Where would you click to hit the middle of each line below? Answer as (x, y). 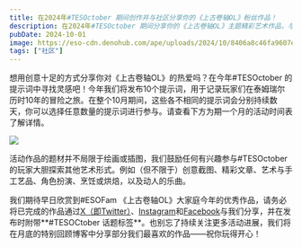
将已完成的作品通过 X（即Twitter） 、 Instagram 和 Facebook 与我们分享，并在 (146, 211)
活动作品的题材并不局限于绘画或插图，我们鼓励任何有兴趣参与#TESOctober (148, 159)
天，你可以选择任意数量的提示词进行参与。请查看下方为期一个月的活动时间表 (151, 111)
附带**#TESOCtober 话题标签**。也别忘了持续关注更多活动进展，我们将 (158, 223)
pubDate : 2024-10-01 (48, 34)
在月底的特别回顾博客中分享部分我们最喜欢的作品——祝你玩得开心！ (135, 234)
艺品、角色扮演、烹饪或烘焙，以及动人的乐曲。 (103, 181)
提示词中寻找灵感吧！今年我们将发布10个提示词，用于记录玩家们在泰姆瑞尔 (147, 89)
